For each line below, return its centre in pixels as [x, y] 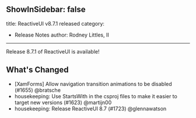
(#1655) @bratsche [38, 90]
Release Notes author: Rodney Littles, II [62, 35]
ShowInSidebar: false [46, 10]
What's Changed [37, 70]
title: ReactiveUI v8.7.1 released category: [55, 23]
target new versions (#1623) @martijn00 [63, 102]
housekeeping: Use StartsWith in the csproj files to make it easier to [96, 96]
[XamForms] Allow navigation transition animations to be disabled [93, 84]
